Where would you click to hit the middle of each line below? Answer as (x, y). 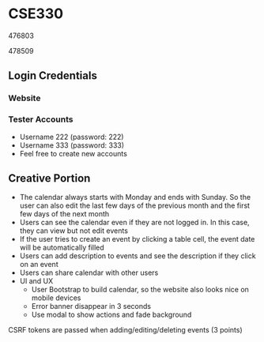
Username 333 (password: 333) (72, 145)
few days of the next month (64, 214)
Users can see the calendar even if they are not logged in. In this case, (135, 223)
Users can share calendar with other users (89, 272)
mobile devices (56, 298)
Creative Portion (49, 178)
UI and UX (36, 281)
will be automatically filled (62, 248)
